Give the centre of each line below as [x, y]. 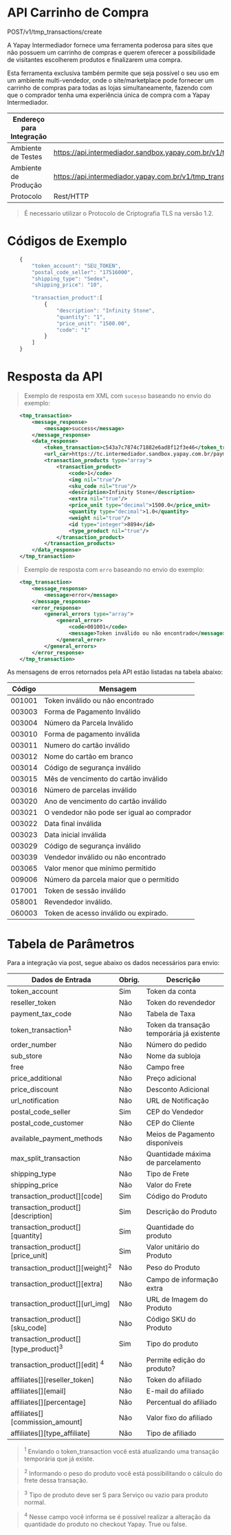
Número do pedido [177, 1045]
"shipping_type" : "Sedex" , [70, 279]
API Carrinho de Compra [78, 13]
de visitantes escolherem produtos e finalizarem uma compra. [95, 59]
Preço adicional [171, 1079]
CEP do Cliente [170, 1123]
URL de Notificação [178, 1101]
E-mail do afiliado [175, 1391]
